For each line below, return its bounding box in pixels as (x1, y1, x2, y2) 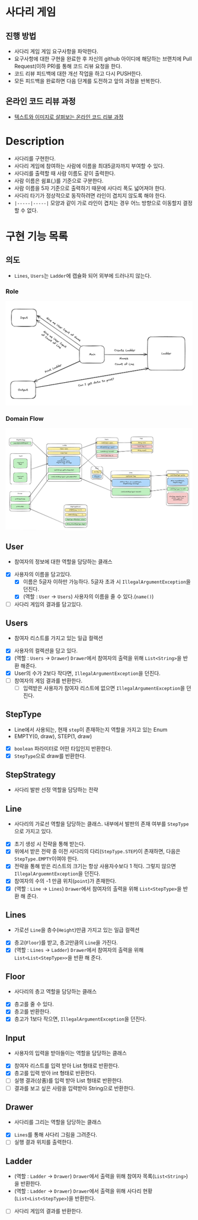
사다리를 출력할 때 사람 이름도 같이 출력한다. (14, 170, 116, 177)
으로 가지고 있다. (14, 828, 53, 835)
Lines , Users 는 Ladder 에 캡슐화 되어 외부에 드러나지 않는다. (14, 272, 152, 279)
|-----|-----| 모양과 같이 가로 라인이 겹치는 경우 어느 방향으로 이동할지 (14, 199, 182, 206)
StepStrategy (5, 770, 56, 780)
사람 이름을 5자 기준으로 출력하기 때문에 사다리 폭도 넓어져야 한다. (14, 185, 167, 192)
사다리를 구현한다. (14, 155, 56, 162)
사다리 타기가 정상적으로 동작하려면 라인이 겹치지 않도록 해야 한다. (14, 192, 167, 199)
